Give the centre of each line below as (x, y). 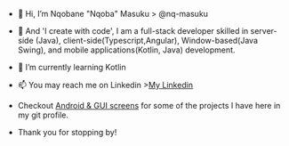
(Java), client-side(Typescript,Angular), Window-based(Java (147, 41)
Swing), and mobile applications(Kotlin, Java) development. (126, 50)
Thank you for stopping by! (67, 132)
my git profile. (43, 115)
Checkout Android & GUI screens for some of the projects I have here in (149, 105)
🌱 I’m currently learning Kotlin (72, 67)
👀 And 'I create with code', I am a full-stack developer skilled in (133, 31)
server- (264, 31)
